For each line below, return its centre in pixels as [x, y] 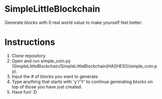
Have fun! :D [24, 92]
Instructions [30, 42]
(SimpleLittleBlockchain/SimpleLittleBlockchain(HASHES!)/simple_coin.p [84, 66]
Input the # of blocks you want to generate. [55, 76]
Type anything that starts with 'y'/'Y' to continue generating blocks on [82, 81]
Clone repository [29, 56]
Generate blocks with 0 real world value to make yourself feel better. [74, 22]
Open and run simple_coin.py [41, 61]
